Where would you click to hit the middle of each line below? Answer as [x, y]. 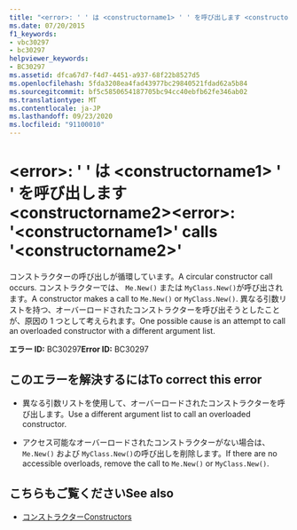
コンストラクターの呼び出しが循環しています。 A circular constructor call [141, 276]
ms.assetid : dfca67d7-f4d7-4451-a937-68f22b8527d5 [105, 75]
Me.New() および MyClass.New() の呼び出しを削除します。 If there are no [149, 453]
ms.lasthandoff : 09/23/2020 [61, 116]
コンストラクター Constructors [77, 517]
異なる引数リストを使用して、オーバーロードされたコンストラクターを [149, 403]
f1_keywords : [33, 34]
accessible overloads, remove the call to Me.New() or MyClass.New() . [145, 463]
